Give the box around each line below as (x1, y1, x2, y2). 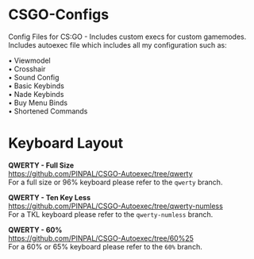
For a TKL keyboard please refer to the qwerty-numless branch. (8, 209, 214, 219)
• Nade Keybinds (8, 89, 64, 99)
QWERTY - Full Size (8, 160, 75, 170)
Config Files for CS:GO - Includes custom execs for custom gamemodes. (8, 32, 247, 41)
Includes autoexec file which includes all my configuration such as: (8, 40, 228, 49)
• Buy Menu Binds (8, 98, 68, 107)
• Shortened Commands (8, 106, 88, 116)
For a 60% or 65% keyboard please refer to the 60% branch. (8, 242, 202, 251)
